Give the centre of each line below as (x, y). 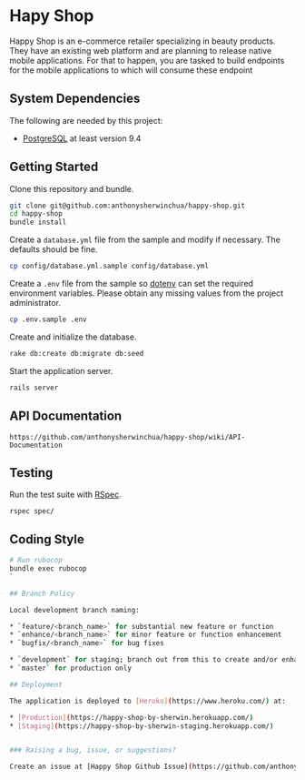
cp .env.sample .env (49, 319)
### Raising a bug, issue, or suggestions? (93, 750)
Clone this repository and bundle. (72, 188)
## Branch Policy (42, 593)
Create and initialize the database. (73, 337)
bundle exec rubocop (49, 569)
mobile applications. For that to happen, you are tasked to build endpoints (147, 60)
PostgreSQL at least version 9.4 (82, 138)
